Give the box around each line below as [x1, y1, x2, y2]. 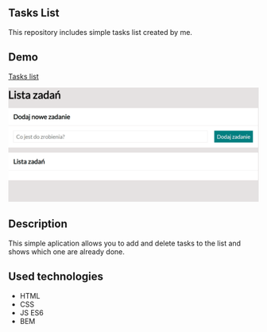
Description [8, 218, 68, 231]
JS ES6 [19, 307, 44, 317]
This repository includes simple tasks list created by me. [8, 27, 193, 37]
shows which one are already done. [8, 246, 126, 257]
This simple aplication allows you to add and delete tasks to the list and [8, 238, 241, 248]
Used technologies [8, 270, 104, 284]
